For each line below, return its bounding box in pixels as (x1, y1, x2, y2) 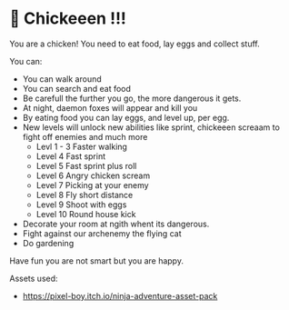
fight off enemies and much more (22, 131, 148, 142)
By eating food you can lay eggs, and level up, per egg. (22, 112, 230, 123)
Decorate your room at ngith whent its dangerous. (22, 218, 210, 229)
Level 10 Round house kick (35, 208, 136, 219)
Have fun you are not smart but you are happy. (9, 255, 184, 266)
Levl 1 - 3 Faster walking (35, 141, 127, 152)
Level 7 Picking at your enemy (35, 179, 149, 190)
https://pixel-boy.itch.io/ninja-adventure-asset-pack (22, 290, 218, 301)
